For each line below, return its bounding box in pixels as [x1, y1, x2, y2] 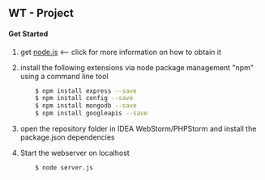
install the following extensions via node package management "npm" [19, 62, 254, 72]
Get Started [8, 28, 49, 39]
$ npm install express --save [35, 86, 137, 95]
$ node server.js [35, 164, 93, 172]
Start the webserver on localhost [19, 149, 130, 158]
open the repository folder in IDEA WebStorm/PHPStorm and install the [19, 124, 257, 134]
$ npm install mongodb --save [35, 102, 137, 110]
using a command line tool [19, 71, 109, 81]
